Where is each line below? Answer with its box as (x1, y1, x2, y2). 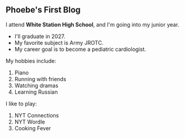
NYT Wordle (14, 118, 45, 125)
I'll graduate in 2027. (14, 33, 66, 40)
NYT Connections (14, 111, 59, 119)
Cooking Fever (14, 124, 51, 132)
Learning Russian (14, 88, 58, 96)
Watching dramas (14, 82, 59, 89)
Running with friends (14, 75, 67, 82)
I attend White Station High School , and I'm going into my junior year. (5, 21, 180, 28)
